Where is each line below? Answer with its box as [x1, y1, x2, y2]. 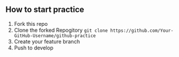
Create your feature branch [13, 38, 80, 45]
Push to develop [13, 44, 53, 51]
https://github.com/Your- [110, 28, 174, 33]
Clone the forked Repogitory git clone [13, 26, 108, 33]
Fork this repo [13, 20, 48, 27]
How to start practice [5, 5, 85, 15]
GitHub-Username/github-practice [13, 32, 96, 39]
